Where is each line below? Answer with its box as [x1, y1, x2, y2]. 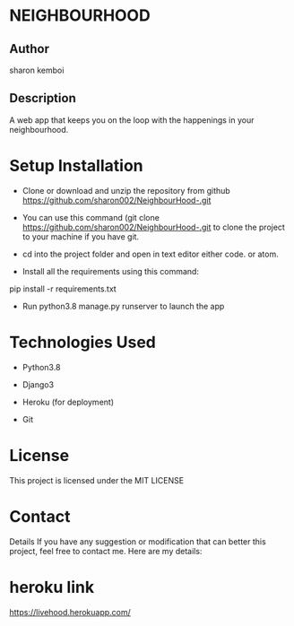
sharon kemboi [9, 65, 65, 75]
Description [9, 91, 76, 106]
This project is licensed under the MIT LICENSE [9, 474, 185, 485]
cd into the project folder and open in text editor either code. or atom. [22, 248, 280, 259]
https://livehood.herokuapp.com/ [9, 606, 132, 617]
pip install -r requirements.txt [9, 283, 117, 294]
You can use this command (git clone [22, 212, 160, 222]
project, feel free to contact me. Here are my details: [9, 545, 203, 556]
